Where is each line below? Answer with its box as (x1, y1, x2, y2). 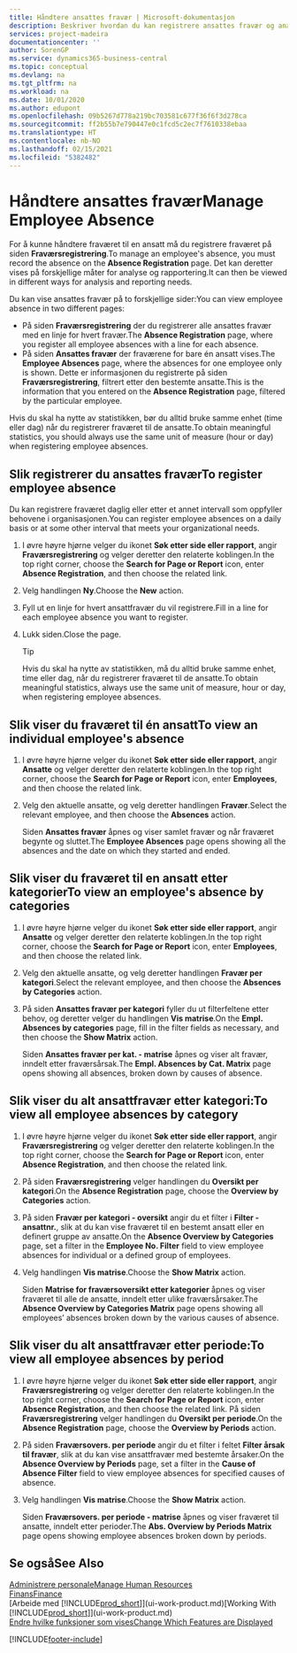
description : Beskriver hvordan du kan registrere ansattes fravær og (9, 21, 275, 30)
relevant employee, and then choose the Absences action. (21, 809, 236, 820)
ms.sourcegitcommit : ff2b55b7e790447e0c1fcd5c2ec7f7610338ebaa (9, 120, 247, 129)
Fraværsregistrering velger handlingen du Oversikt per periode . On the (21, 1413, 283, 1424)
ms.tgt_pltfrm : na (9, 79, 77, 88)
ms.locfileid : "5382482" (9, 152, 101, 162)
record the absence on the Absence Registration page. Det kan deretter (9, 258, 274, 268)
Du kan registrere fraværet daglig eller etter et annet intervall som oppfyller (9, 504, 283, 514)
